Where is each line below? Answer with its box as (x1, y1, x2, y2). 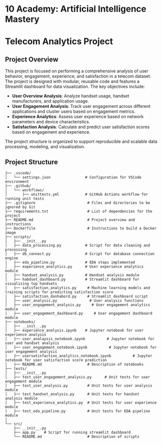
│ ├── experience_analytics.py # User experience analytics (5, 264, 144, 269)
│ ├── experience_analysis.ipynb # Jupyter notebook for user (5, 328, 144, 333)
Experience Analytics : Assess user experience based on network (12, 114, 144, 120)
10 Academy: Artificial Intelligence (5, 3, 147, 15)
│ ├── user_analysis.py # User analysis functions (5, 298, 144, 303)
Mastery (5, 14, 40, 25)
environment (5, 179, 29, 184)
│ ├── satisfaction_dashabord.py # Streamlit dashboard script (5, 294, 148, 299)
